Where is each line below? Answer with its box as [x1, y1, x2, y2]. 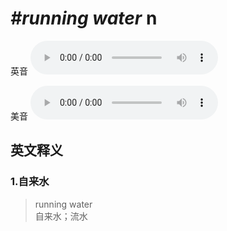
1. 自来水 [10, 175, 50, 189]
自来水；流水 [34, 210, 88, 222]
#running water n [10, 7, 158, 30]
